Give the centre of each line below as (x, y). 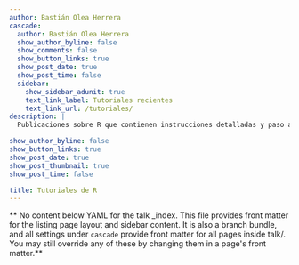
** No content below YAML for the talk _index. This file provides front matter (149, 215)
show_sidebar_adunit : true (75, 92)
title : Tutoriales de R (53, 190)
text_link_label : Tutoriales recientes (99, 100)
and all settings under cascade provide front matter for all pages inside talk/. (148, 234)
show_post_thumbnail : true (59, 165)
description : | (37, 116)
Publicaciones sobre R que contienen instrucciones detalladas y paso (151, 125)
